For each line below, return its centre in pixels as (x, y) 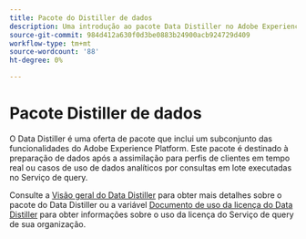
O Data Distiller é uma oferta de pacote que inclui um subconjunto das (141, 139)
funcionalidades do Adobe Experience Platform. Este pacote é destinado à (149, 148)
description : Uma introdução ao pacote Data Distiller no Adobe (134, 26)
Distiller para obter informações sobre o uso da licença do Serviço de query (152, 214)
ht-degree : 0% (36, 60)
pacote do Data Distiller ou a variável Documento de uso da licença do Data (151, 204)
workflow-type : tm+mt (51, 43)
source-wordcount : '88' (55, 52)
